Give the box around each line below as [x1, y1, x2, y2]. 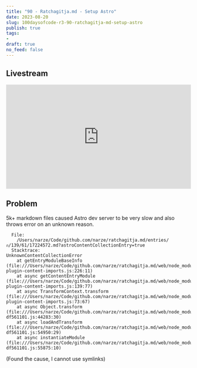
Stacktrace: [11, 247, 41, 253]
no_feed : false [6, 47, 43, 53]
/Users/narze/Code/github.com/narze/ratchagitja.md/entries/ [16, 237, 169, 243]
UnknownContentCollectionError [6, 252, 83, 258]
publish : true [6, 25, 41, 31]
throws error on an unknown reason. [6, 221, 94, 228]
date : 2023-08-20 [6, 14, 49, 20]
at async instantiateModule [16, 335, 85, 340]
